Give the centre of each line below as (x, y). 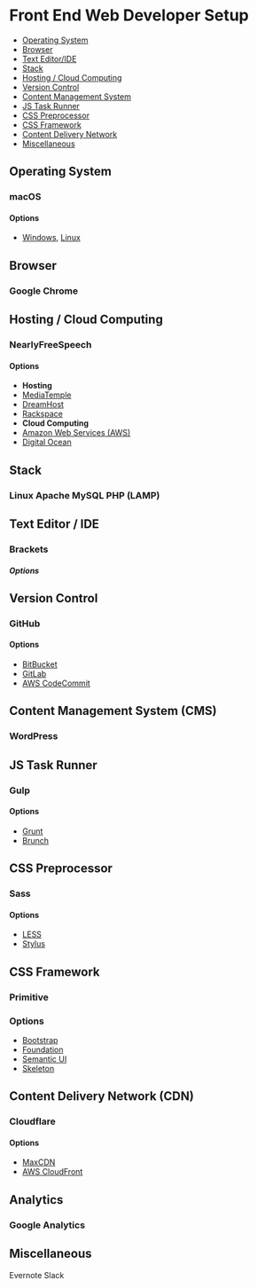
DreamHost (43, 404)
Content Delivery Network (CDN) (102, 1096)
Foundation (43, 1049)
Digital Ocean (47, 442)
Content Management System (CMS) (113, 711)
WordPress (34, 736)
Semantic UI (44, 1059)
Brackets (29, 549)
